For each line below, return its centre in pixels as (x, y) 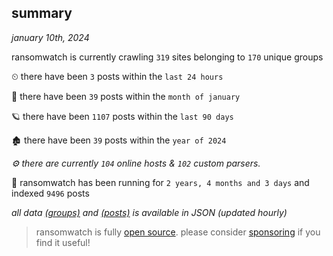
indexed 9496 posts (50, 193)
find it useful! (63, 242)
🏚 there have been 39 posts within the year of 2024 (119, 140)
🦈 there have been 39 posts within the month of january (126, 96)
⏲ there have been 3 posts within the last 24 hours (117, 76)
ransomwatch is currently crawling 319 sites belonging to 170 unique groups (167, 57)
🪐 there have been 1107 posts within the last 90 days (122, 116)
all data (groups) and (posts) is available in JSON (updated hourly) (149, 212)
